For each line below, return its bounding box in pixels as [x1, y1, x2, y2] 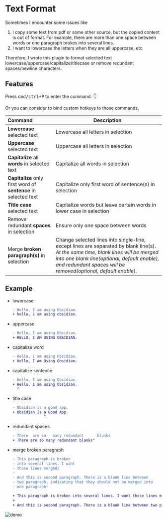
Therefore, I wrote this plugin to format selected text [5, 54, 112, 60]
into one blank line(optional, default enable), [55, 255, 160, 262]
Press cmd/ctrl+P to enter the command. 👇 [5, 93, 97, 99]
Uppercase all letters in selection [55, 143, 132, 150]
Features [5, 80, 33, 88]
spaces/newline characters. [5, 65, 62, 71]
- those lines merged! [12, 466, 60, 471]
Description [93, 117, 122, 124]
